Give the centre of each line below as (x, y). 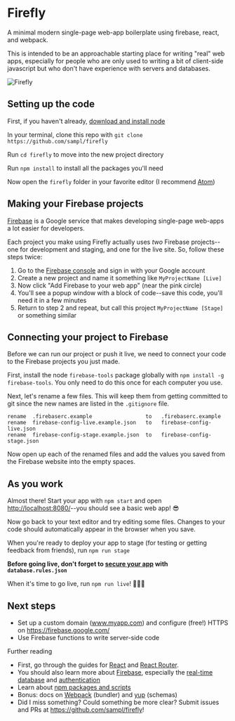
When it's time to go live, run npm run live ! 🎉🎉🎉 (76, 584)
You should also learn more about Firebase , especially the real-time (115, 672)
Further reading (30, 651)
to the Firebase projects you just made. (64, 362)
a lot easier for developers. (46, 228)
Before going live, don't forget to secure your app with (88, 564)
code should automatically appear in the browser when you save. (102, 529)
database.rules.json (38, 571)
